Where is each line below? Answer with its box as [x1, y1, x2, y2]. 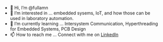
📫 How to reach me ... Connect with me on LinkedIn [10, 31, 119, 37]
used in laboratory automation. [10, 15, 74, 21]
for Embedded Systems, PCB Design [10, 26, 87, 32]
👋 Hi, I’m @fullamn [10, 5, 49, 10]
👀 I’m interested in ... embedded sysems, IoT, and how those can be [10, 10, 150, 16]
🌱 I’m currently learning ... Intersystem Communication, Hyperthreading [10, 20, 158, 26]
